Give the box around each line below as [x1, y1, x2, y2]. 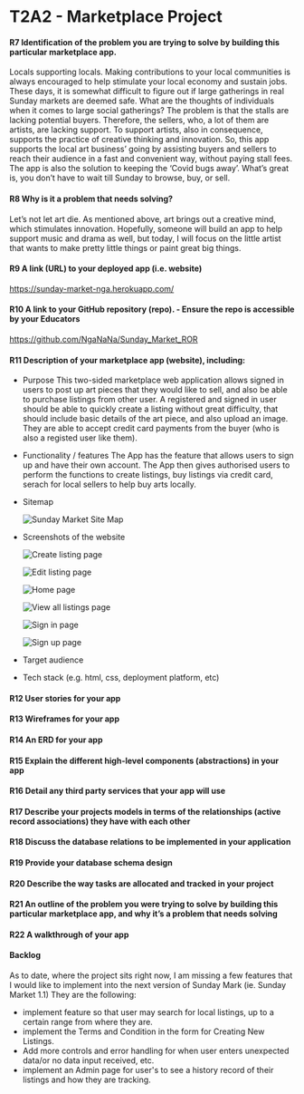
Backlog [9, 950, 41, 961]
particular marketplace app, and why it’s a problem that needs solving [9, 908, 278, 919]
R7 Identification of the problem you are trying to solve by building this [9, 36, 280, 47]
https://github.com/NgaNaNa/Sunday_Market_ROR [9, 334, 198, 344]
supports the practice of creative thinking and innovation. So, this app [9, 134, 270, 145]
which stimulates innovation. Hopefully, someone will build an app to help [9, 223, 283, 234]
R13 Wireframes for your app [9, 713, 120, 724]
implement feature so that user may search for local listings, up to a [22, 1006, 274, 1017]
